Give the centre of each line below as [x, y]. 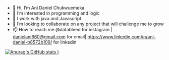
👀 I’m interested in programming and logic [56, 13]
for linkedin [65, 42]
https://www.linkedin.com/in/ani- [122, 37]
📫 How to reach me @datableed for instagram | [62, 29]
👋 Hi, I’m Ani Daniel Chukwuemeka [48, 8]
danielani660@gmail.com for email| [49, 37]
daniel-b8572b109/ [32, 42]
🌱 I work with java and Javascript [47, 18]
